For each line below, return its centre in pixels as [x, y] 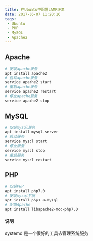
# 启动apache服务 [21, 78]
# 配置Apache [18, 205]
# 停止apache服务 [21, 96]
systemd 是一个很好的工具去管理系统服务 [47, 233]
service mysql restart [28, 160]
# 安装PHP [14, 186]
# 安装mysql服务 [20, 127]
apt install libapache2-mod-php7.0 [42, 209]
